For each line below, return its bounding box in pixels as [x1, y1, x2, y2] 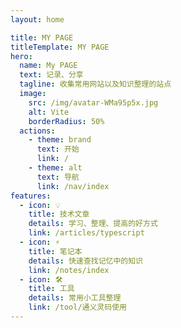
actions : [19, 126, 56, 136]
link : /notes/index [28, 265, 110, 275]
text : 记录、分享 [19, 70, 84, 80]
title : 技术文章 [28, 209, 90, 220]
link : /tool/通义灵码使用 [28, 302, 127, 313]
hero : [10, 51, 33, 61]
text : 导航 [36, 172, 80, 182]
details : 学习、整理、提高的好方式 [28, 219, 158, 229]
